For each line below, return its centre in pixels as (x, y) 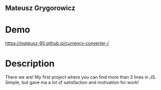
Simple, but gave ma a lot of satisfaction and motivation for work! (72, 83)
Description (30, 63)
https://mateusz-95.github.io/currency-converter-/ (57, 43)
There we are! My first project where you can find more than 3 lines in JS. (81, 77)
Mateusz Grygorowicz (40, 8)
